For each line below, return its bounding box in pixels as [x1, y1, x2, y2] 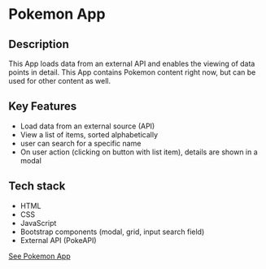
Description [8, 37, 69, 51]
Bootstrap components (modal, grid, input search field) [20, 227, 205, 236]
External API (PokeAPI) [20, 235, 97, 245]
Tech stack [8, 180, 66, 193]
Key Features [8, 99, 77, 114]
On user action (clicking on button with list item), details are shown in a [20, 147, 258, 157]
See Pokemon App [8, 251, 71, 261]
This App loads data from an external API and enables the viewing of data [8, 59, 255, 68]
